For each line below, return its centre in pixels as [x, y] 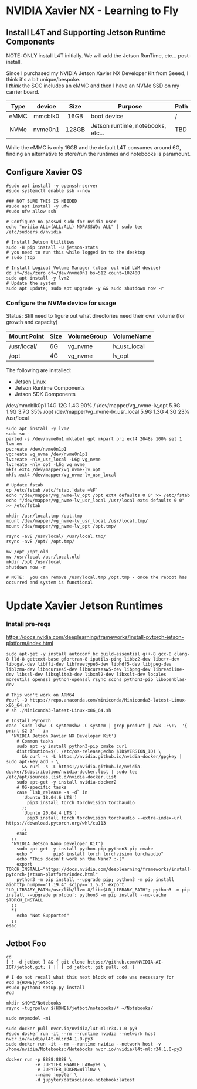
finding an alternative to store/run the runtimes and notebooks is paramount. [98, 154]
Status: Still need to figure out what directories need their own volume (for [96, 316]
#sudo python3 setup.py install [45, 988]
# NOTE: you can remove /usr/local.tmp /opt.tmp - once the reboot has [97, 578]
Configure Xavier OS [44, 172]
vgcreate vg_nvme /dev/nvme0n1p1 [47, 455]
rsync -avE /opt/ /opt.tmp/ [40, 542]
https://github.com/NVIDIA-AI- [125, 962]
